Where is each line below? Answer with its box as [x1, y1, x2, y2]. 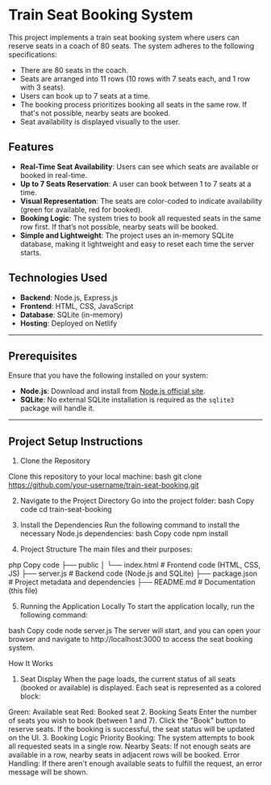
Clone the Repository [19, 456, 91, 466]
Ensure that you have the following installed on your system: [8, 370, 208, 381]
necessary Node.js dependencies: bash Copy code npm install [19, 529, 228, 538]
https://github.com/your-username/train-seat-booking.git [8, 480, 199, 490]
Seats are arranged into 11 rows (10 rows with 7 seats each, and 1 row [19, 74, 251, 83]
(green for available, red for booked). [19, 205, 144, 214]
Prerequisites [8, 349, 77, 363]
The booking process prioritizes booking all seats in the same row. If [19, 99, 248, 109]
